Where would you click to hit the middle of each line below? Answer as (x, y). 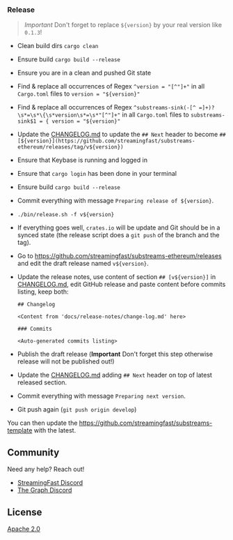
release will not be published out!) (66, 361)
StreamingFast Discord (50, 483)
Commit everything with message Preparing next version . (102, 396)
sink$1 (27, 121)
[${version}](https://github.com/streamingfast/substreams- (106, 141)
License (25, 512)
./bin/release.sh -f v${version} (66, 215)
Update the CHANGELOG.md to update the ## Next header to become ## (121, 135)
